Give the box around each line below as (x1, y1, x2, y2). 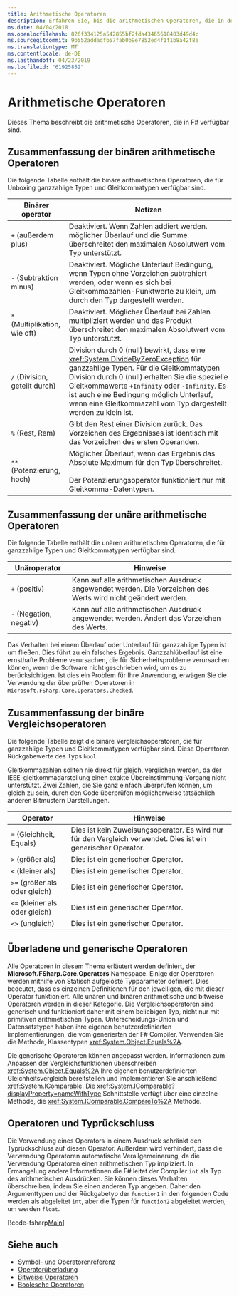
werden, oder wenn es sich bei (68, 277, 171, 287)
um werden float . (7, 1204, 60, 1213)
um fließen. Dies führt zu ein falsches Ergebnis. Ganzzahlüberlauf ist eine (7, 648, 223, 657)
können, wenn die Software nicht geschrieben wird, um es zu (7, 664, 187, 672)
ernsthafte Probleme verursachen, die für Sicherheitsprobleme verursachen (7, 656, 230, 664)
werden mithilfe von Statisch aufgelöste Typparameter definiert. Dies (7, 977, 209, 985)
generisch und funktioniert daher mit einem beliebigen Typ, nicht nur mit (7, 1007, 220, 1016)
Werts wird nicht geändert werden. (72, 593, 188, 603)
